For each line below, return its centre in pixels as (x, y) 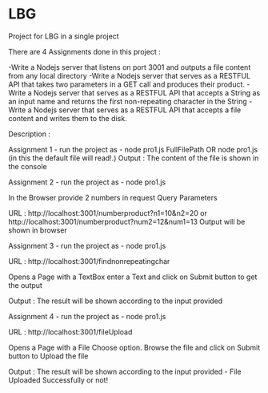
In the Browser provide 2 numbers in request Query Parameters (113, 197)
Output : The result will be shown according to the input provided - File (125, 371)
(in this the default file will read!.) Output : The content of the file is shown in (134, 158)
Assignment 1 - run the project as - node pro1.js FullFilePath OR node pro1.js (133, 149)
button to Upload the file (48, 356)
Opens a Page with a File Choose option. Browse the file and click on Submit (134, 347)
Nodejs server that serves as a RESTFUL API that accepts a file (137, 110)
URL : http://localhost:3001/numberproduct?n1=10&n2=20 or (108, 213)
